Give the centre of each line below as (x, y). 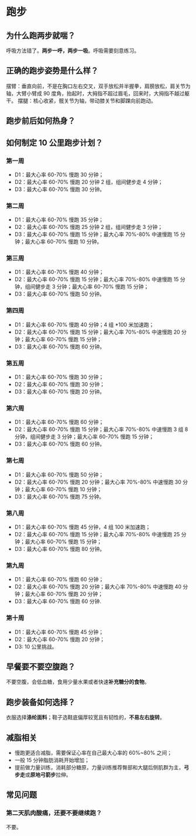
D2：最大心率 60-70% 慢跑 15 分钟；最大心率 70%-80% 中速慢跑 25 (97, 534)
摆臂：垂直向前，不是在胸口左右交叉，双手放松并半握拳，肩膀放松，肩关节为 (98, 86)
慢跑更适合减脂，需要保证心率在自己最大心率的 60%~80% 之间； (93, 753)
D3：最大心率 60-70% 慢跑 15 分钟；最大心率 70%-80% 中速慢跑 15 (97, 234)
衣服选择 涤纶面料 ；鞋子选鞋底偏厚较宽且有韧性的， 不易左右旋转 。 (85, 717)
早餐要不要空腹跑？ (41, 667)
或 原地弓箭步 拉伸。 (48, 775)
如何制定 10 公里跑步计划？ (55, 143)
